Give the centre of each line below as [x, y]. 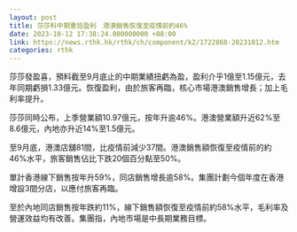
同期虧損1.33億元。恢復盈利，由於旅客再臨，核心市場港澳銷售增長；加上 [148, 88]
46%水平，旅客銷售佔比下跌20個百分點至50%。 [98, 159]
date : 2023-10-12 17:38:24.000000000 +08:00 [93, 34]
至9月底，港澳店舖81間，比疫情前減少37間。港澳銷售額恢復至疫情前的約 [141, 148]
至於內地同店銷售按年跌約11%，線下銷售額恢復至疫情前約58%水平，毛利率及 [149, 207]
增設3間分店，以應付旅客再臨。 [66, 189]
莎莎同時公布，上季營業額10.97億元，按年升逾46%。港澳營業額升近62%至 [145, 118]
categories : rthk [41, 50]
